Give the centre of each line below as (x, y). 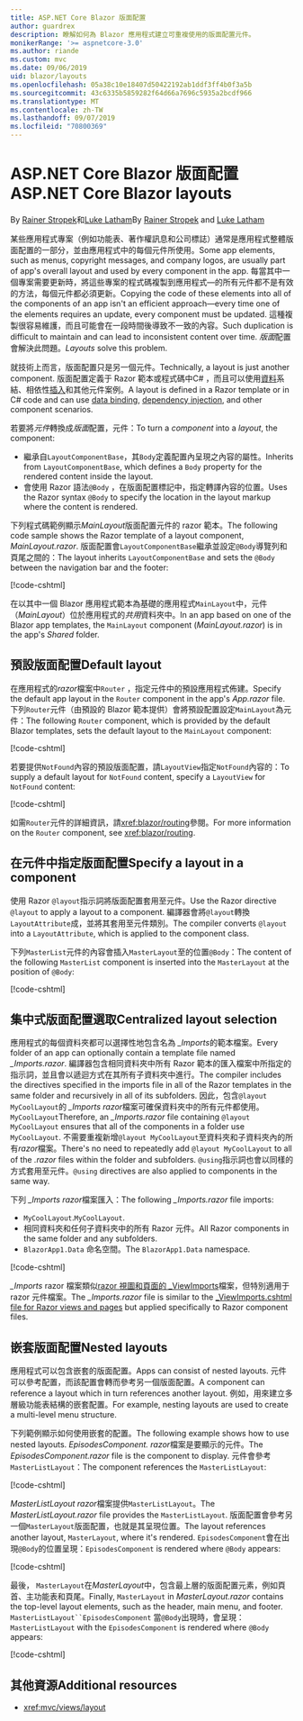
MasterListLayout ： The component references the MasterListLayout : (138, 1467)
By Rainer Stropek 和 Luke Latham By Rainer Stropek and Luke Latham (137, 219)
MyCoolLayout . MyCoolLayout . (74, 1218)
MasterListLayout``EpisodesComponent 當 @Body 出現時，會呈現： (128, 1617)
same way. (30, 1182)
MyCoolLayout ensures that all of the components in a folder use (128, 1127)
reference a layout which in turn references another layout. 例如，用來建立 (148, 1393)
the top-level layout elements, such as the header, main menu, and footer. (147, 1607)
